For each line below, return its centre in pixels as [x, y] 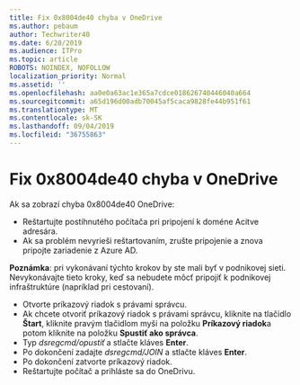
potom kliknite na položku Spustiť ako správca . [110, 333]
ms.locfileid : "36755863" [57, 135]
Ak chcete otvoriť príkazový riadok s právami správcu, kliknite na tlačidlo [157, 313]
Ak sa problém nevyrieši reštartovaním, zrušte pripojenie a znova [142, 240]
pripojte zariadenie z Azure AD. [80, 250]
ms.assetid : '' [38, 85]
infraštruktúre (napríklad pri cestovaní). [82, 287]
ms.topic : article [44, 59]
